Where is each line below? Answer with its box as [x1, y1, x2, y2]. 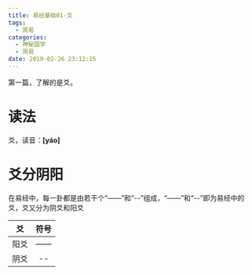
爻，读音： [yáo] [8, 135, 60, 145]
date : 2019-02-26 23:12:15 [8, 56, 97, 63]
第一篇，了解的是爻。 [8, 78, 77, 87]
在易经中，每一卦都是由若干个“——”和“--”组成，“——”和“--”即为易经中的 [8, 193, 245, 202]
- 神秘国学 [15, 41, 46, 49]
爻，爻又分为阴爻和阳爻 [8, 203, 84, 212]
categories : [8, 33, 47, 42]
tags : [8, 19, 26, 27]
